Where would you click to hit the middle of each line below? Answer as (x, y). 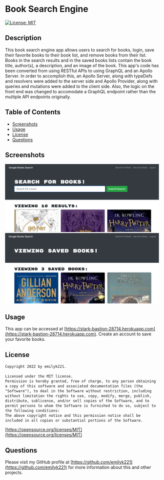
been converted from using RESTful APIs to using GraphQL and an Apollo (79, 71)
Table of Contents (33, 112)
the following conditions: (32, 411)
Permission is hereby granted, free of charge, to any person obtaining (81, 381)
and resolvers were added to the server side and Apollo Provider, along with (81, 81)
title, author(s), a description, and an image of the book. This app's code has (82, 65)
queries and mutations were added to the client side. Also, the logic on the (80, 86)
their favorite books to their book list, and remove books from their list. (76, 55)
